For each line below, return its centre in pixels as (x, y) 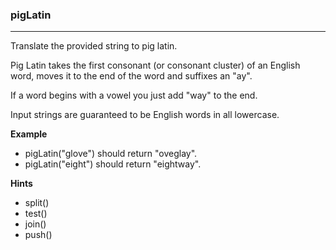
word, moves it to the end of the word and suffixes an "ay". (131, 76)
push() (38, 235)
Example (29, 134)
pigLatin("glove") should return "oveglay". (111, 154)
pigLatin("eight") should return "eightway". (113, 164)
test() (36, 214)
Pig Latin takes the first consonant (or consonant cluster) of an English (155, 65)
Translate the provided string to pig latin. (94, 46)
